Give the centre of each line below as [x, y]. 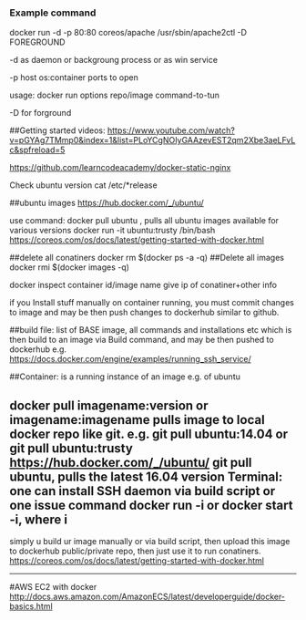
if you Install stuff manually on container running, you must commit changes [152, 303]
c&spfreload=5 [37, 150]
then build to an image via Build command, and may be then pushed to [142, 340]
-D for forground [41, 113]
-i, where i [39, 519]
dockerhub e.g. [38, 349]
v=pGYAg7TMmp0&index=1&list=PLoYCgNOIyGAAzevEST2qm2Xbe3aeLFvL [153, 140]
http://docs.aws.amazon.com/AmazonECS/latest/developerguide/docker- [147, 597]
